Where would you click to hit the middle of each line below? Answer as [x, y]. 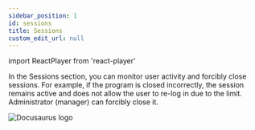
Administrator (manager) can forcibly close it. [84, 102]
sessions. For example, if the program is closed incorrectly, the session [126, 85]
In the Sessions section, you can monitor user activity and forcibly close [127, 76]
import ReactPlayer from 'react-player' [72, 61]
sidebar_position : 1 [43, 16]
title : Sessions [35, 30]
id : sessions [30, 23]
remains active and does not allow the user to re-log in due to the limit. [125, 94]
